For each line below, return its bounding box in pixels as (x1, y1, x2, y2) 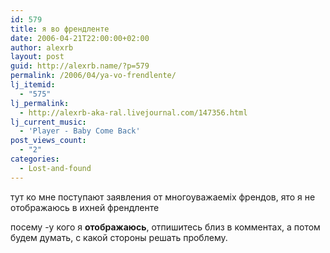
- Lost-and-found (19, 163, 92, 173)
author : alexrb (10, 42, 74, 53)
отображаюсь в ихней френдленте (10, 201, 160, 213)
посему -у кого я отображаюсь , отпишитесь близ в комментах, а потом (10, 221, 321, 233)
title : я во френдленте (10, 24, 110, 34)
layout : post (10, 52, 65, 62)
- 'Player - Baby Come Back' (19, 126, 141, 136)
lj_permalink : (10, 98, 70, 108)
